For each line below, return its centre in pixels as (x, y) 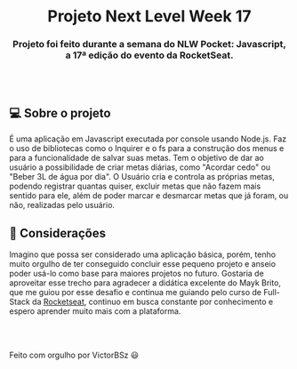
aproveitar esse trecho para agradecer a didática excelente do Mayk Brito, (145, 283)
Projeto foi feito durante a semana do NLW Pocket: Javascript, (149, 44)
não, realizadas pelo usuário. (62, 205)
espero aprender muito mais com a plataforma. (95, 311)
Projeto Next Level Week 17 (149, 16)
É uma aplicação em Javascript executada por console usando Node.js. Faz (148, 139)
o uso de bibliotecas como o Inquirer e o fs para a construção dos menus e (147, 148)
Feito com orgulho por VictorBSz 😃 (74, 355)
